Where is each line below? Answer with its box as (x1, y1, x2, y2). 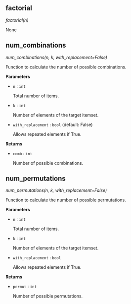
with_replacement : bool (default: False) (12, 122, 93, 127)
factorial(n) (5, 17, 29, 23)
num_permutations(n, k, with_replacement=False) (5, 187, 107, 193)
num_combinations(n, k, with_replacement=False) (5, 54, 108, 60)
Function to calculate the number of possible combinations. (5, 64, 127, 70)
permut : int (12, 284, 37, 290)
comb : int (12, 150, 33, 156)
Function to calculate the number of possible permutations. (5, 197, 126, 203)
